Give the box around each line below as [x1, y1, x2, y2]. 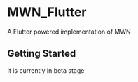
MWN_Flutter [7, 4, 87, 20]
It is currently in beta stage [7, 66, 85, 74]
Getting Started [7, 48, 76, 60]
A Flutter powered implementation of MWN [7, 27, 131, 36]
